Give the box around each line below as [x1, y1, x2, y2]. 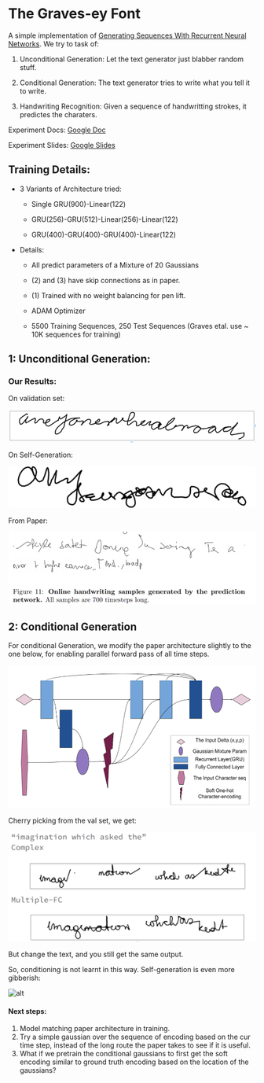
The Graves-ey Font [8, 5, 141, 23]
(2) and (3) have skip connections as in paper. [31, 275, 181, 285]
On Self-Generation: [8, 450, 73, 459]
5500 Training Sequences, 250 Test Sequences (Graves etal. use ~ [31, 321, 249, 330]
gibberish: [8, 973, 41, 983]
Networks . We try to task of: [8, 39, 100, 48]
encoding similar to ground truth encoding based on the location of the [19, 1057, 249, 1066]
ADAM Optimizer [31, 306, 86, 315]
